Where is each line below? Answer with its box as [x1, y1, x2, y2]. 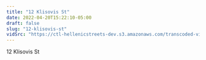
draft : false [6, 20, 40, 26]
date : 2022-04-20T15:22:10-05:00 [6, 15, 92, 21]
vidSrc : [6, 32, 26, 38]
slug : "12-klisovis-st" [6, 25, 67, 32]
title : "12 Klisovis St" [6, 8, 70, 15]
